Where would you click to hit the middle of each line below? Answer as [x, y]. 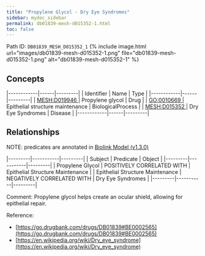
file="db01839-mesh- [149, 53]
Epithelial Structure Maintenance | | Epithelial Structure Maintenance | [94, 171]
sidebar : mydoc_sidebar [37, 18]
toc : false [20, 29]
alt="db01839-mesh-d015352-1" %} [94, 59]
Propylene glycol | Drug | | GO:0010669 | [133, 100]
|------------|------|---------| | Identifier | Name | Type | [77, 94]
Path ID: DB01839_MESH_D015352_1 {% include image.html [76, 47]
